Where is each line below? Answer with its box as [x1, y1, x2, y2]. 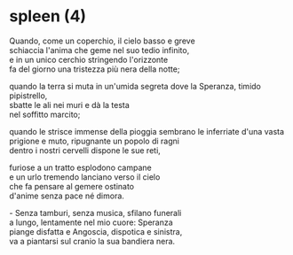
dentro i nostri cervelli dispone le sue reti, [9, 144, 162, 156]
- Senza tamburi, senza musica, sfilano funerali [9, 207, 182, 218]
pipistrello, [9, 90, 48, 101]
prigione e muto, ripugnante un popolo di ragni [9, 135, 180, 146]
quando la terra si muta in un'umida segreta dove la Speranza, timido [9, 81, 262, 91]
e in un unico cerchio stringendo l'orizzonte [9, 54, 169, 65]
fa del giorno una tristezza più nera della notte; [9, 64, 180, 74]
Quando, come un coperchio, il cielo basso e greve [9, 35, 195, 46]
